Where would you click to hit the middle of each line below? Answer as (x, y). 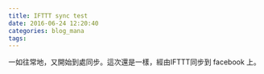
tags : (17, 38)
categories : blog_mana (46, 31)
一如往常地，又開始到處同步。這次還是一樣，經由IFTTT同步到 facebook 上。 (135, 62)
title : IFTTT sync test (48, 16)
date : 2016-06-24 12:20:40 (54, 23)
